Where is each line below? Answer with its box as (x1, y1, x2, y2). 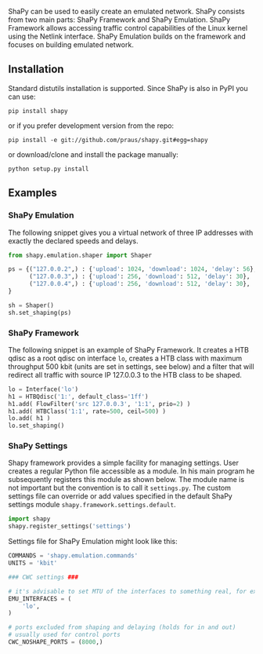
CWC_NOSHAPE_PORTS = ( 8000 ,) (8, 638, 103, 646)
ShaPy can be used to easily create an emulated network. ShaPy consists (8, 7, 245, 16)
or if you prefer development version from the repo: (8, 121, 175, 130)
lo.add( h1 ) (8, 415, 51, 422)
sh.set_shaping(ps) (8, 309, 72, 316)
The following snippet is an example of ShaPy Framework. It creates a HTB (8, 345, 249, 354)
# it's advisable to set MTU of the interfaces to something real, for (8, 587, 247, 595)
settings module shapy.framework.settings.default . (8, 500, 176, 510)
